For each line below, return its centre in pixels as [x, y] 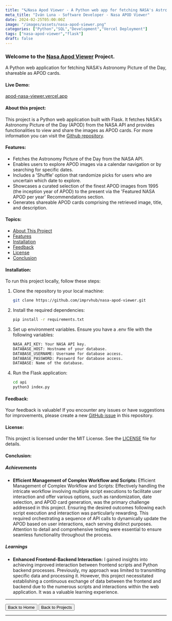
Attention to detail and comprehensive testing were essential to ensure [87, 529]
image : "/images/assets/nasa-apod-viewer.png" [56, 24]
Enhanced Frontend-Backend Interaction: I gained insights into [80, 559]
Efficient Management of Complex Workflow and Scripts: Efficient [84, 480]
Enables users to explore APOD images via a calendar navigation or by [87, 164]
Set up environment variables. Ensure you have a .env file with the [82, 329]
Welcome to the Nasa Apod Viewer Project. [60, 56]
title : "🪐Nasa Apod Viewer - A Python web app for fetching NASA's [79, 10]
